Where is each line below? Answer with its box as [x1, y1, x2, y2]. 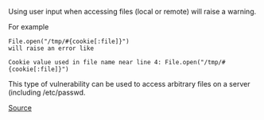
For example [8, 22, 49, 31]
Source [8, 103, 32, 112]
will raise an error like [8, 45, 94, 52]
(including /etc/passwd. [8, 87, 86, 97]
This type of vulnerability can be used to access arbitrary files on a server [8, 79, 250, 88]
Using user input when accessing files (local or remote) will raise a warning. [8, 7, 257, 16]
